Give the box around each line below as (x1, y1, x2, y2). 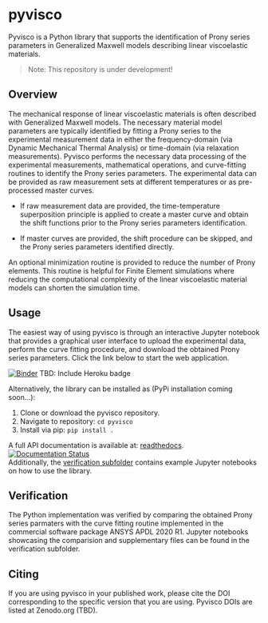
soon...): (8, 392, 36, 401)
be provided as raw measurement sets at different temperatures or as (8, 177, 237, 186)
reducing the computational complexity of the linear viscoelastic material (8, 274, 247, 284)
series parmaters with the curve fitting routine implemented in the (8, 518, 224, 529)
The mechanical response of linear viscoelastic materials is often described (8, 109, 257, 118)
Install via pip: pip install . (19, 425, 114, 434)
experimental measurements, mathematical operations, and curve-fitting (8, 160, 246, 170)
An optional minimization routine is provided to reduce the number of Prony (8, 258, 256, 267)
